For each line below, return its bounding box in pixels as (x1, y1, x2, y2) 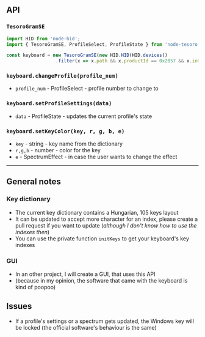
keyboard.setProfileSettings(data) (6, 100, 112, 107)
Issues (6, 301, 32, 311)
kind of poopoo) (15, 284, 56, 291)
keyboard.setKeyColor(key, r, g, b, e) (6, 128, 125, 135)
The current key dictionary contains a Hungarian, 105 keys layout (15, 209, 179, 216)
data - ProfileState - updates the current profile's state (15, 113, 153, 120)
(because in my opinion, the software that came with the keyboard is (15, 277, 188, 284)
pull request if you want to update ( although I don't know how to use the (15, 221, 197, 229)
